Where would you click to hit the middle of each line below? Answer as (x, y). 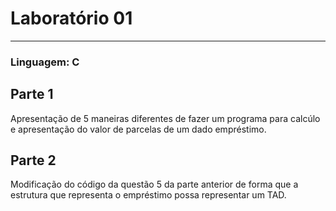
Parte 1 (32, 94)
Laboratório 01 (71, 18)
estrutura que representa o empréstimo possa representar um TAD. (148, 195)
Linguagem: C (45, 62)
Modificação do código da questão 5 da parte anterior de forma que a (154, 184)
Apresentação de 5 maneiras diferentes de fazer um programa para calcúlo (165, 118)
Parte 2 (33, 160)
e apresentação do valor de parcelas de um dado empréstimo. (138, 129)
